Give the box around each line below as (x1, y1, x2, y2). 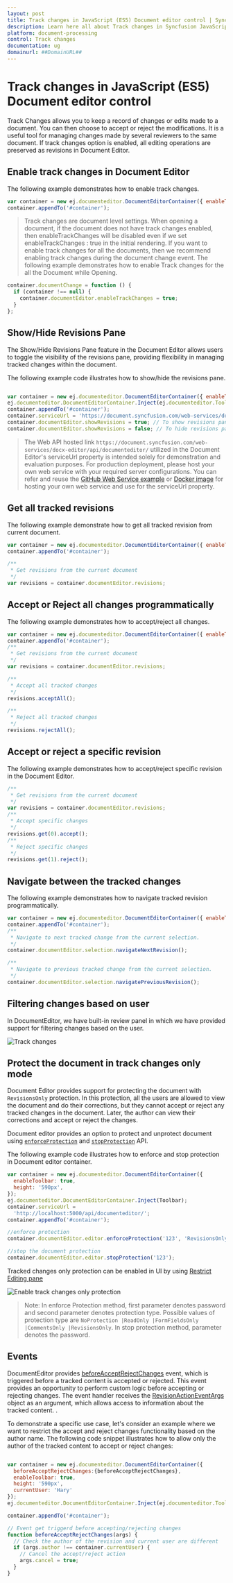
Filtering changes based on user (7, 998, 150, 1010)
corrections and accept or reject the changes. (7, 1116, 139, 1124)
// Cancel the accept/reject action (19, 1550, 126, 1558)
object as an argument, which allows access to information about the (7, 1398, 205, 1407)
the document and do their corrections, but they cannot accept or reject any (7, 1101, 225, 1110)
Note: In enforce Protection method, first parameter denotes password (24, 1301, 226, 1309)
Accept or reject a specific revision (7, 746, 162, 758)
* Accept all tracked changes (10, 682, 98, 689)
